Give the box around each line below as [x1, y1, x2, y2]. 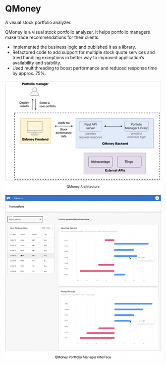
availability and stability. [12, 60, 61, 66]
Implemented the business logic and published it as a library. [12, 44, 136, 50]
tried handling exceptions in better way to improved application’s [12, 54, 145, 60]
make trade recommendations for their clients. [5, 34, 100, 40]
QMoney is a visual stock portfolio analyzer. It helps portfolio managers [5, 29, 150, 35]
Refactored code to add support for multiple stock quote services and [12, 49, 155, 55]
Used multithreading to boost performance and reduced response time [12, 65, 157, 71]
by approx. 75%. [12, 70, 46, 76]
